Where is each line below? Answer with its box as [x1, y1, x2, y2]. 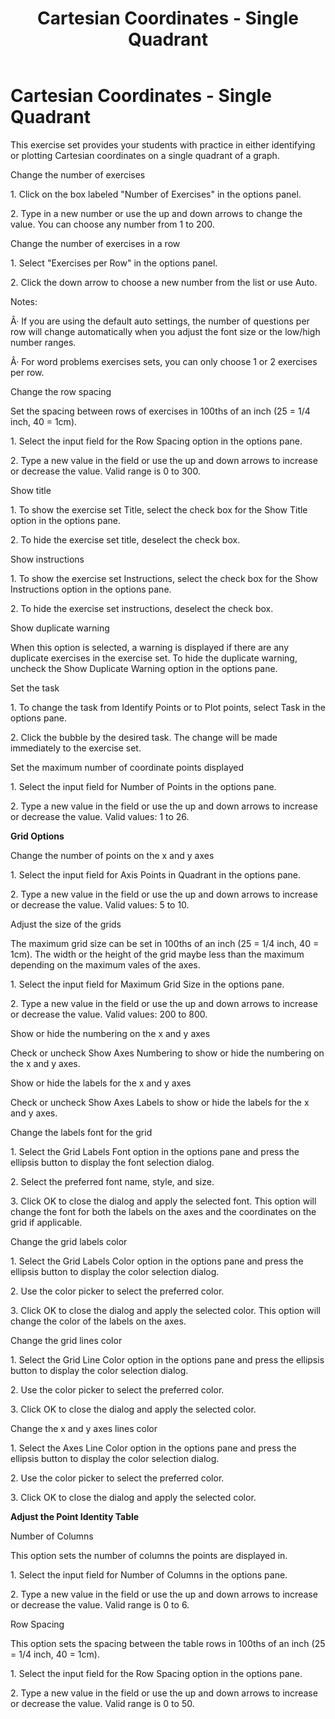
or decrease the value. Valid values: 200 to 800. [10, 1008, 208, 1020]
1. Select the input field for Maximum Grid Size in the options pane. [10, 978, 285, 990]
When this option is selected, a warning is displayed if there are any [10, 641, 290, 653]
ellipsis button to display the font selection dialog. [10, 1156, 215, 1168]
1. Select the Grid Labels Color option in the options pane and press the [10, 1255, 304, 1267]
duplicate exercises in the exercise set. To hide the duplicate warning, [10, 652, 298, 664]
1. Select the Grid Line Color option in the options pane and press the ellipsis [10, 1353, 325, 1366]
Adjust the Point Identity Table [10, 1510, 140, 1522]
